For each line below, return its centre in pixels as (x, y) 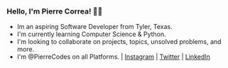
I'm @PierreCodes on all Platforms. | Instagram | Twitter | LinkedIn (114, 57)
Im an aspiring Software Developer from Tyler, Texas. (94, 27)
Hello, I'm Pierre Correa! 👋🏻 (55, 11)
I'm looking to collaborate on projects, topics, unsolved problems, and (119, 42)
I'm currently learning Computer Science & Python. (91, 34)
